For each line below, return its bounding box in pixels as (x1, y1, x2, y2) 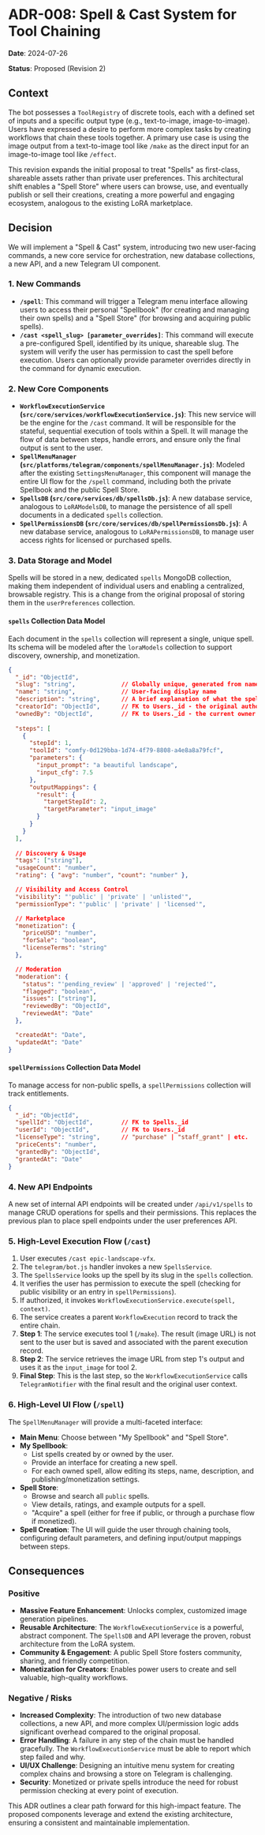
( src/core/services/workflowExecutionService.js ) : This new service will (19, 410, 256, 419)
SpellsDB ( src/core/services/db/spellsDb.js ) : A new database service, (19, 493, 252, 503)
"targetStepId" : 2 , (43, 798, 108, 806)
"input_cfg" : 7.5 (36, 768, 93, 777)
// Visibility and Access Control (15, 886, 129, 893)
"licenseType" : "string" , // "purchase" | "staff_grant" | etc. (15, 1133, 248, 1141)
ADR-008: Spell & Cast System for (8, 6, 237, 24)
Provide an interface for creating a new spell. (31, 1458, 178, 1467)
